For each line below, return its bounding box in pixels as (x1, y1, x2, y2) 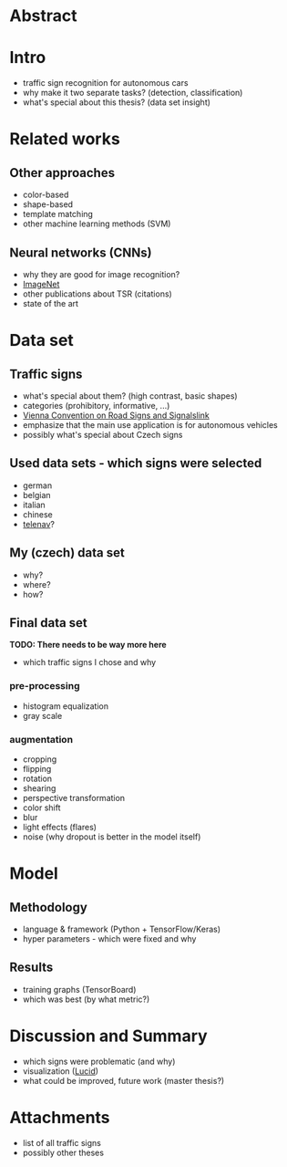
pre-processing (9, 680, 80, 693)
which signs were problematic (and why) (22, 1056, 176, 1067)
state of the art (22, 297, 79, 308)
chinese (22, 508, 53, 520)
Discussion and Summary (9, 1026, 208, 1046)
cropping (22, 754, 57, 765)
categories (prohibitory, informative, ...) (22, 400, 170, 411)
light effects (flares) (22, 821, 97, 832)
